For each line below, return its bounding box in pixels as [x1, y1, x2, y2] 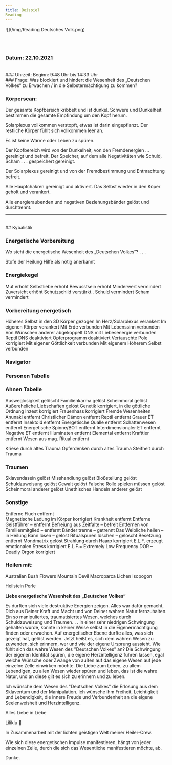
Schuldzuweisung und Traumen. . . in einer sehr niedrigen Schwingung [5, 619, 155, 625]
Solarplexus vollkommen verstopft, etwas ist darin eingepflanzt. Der [5, 122, 148, 128]
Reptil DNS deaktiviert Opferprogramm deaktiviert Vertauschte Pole [5, 335, 148, 341]
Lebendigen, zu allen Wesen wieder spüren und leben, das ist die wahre [5, 668, 158, 674]
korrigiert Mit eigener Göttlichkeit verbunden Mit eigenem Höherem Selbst [5, 340, 162, 346]
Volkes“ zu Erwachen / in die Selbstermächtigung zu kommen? [5, 82, 137, 89]
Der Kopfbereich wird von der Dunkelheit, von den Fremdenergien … [5, 147, 149, 154]
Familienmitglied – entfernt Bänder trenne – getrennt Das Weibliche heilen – [5, 527, 164, 533]
